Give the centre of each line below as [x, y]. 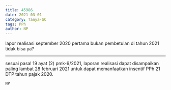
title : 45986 [19, 10]
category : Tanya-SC [26, 19]
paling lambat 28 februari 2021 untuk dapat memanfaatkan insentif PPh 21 [83, 69]
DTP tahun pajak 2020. [29, 74]
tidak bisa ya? [20, 49]
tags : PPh [16, 24]
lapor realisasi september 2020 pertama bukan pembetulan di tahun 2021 [82, 43]
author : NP [17, 29]
